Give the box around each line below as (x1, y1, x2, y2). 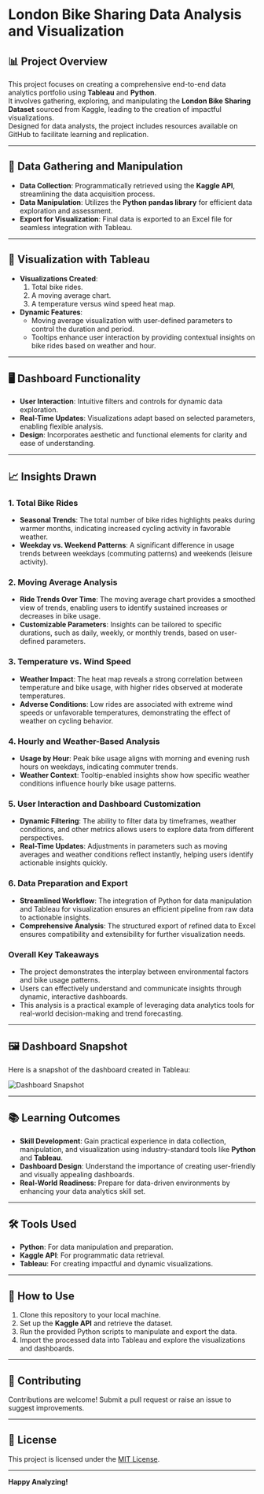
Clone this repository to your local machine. (19, 1310, 161, 1320)
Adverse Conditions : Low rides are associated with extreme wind (19, 699, 233, 708)
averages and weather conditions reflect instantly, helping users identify (19, 849, 254, 860)
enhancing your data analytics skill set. (19, 1186, 146, 1195)
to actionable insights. (19, 912, 92, 922)
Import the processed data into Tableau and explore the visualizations (19, 1336, 246, 1345)
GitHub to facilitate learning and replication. (8, 130, 149, 139)
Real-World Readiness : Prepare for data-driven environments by (19, 1178, 230, 1187)
